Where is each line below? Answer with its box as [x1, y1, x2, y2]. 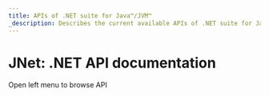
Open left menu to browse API [8, 80, 108, 90]
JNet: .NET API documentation [8, 54, 216, 72]
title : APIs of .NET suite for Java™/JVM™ [8, 11, 152, 20]
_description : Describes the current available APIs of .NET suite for [8, 19, 252, 27]
